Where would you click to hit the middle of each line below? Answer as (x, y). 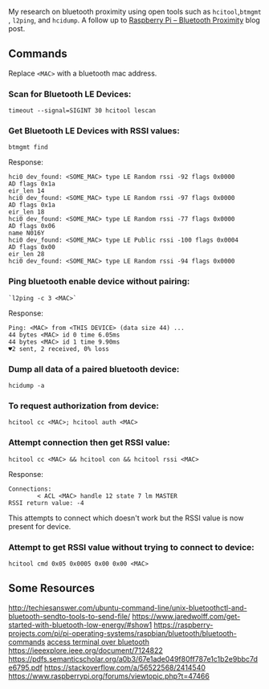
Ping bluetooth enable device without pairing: (99, 282)
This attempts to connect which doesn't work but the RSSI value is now (126, 518)
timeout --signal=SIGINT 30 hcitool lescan (82, 111)
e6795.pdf (25, 667)
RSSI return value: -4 (46, 503)
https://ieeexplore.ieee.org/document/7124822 (86, 650)
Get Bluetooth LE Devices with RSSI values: (94, 131)
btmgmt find (28, 148)
